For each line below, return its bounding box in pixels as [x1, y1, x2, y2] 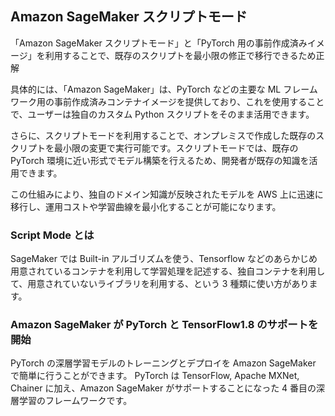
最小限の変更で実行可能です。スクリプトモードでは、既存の [53, 142, 299, 154]
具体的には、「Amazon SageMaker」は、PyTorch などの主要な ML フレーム [10, 83, 318, 95]
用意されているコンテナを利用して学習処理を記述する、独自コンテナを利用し [10, 265, 326, 277]
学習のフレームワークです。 [18, 395, 133, 407]
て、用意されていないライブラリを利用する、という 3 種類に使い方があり [10, 278, 310, 290]
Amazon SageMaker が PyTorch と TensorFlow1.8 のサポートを [10, 318, 319, 332]
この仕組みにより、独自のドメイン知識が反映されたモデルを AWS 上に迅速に [10, 188, 324, 200]
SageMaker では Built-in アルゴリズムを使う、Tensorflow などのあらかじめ [10, 253, 318, 265]
